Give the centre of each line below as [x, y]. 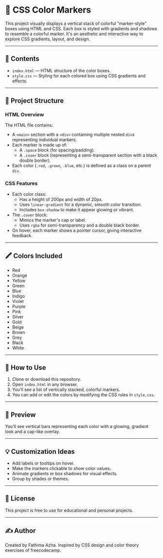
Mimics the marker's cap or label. [53, 220]
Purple [19, 306]
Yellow [19, 280]
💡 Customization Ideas [40, 452]
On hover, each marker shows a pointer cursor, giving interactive [77, 230]
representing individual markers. [44, 140]
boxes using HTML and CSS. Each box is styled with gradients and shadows [81, 28]
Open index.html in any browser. [45, 385]
